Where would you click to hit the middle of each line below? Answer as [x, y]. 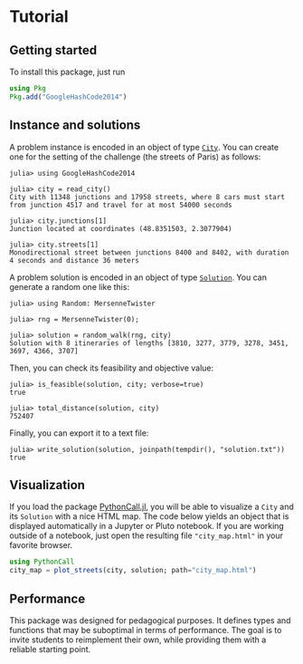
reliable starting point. [50, 649]
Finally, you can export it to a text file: [79, 433]
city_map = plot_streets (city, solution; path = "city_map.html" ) [133, 571]
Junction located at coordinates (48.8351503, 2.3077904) [121, 228]
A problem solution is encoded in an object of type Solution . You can [138, 277]
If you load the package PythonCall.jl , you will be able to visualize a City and [151, 507]
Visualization [47, 485]
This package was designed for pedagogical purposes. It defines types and [150, 620]
